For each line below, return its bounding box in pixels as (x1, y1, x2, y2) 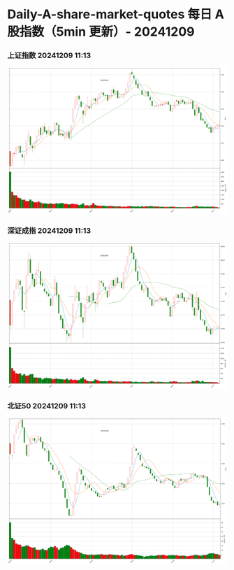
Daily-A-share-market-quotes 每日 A (7, 6, 225, 22)
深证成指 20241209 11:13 (7, 226, 92, 236)
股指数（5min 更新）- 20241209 (7, 24, 195, 40)
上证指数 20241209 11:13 (7, 50, 92, 60)
